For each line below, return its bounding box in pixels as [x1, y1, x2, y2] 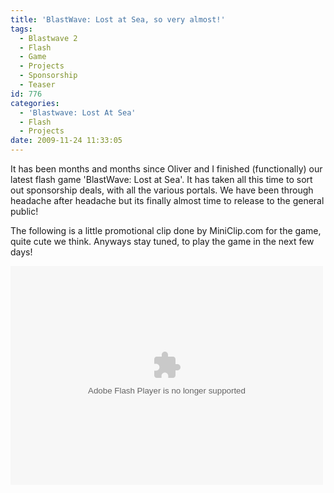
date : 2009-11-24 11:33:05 [10, 136, 123, 146]
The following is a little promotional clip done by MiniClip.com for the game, [10, 225, 322, 236]
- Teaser [19, 80, 56, 90]
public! [10, 206, 39, 217]
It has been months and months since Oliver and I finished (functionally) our [10, 163, 323, 175]
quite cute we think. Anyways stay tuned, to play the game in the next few [10, 236, 315, 247]
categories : [10, 98, 60, 108]
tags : [10, 24, 33, 34]
